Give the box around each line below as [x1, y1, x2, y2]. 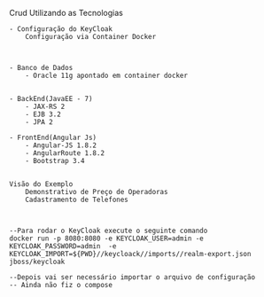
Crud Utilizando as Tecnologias [9, 8, 124, 18]
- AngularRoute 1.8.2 [25, 149, 105, 158]
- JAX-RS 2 [25, 102, 66, 111]
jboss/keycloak [9, 257, 66, 266]
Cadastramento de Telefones [25, 195, 128, 204]
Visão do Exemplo [9, 180, 74, 189]
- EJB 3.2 [25, 110, 62, 119]
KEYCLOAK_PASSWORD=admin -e [9, 242, 117, 251]
